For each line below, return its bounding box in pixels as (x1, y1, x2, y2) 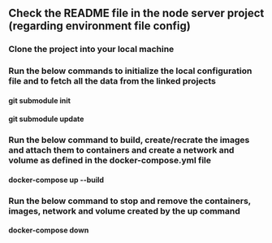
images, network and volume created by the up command (8, 205, 241, 216)
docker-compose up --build (8, 175, 104, 184)
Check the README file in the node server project (8, 7, 265, 20)
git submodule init (8, 95, 71, 105)
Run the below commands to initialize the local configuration (8, 65, 253, 76)
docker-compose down (8, 225, 89, 235)
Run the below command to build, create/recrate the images (8, 134, 250, 145)
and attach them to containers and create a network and (8, 145, 235, 156)
